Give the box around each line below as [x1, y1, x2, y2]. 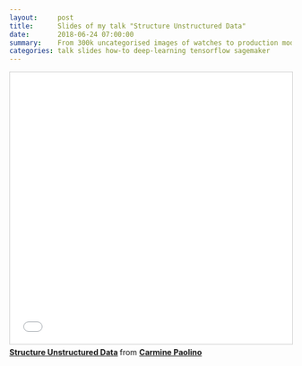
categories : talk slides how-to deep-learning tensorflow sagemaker [9, 47, 271, 56]
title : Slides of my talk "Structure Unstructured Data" [9, 22, 246, 30]
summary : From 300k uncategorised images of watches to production [9, 38, 279, 48]
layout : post [9, 13, 74, 22]
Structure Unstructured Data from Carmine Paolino [9, 347, 203, 358]
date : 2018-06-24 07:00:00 [9, 30, 134, 39]
